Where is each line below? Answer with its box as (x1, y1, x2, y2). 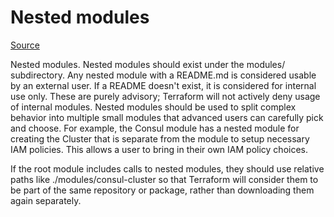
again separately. (10, 194, 82, 206)
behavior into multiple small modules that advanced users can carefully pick (10, 111, 324, 123)
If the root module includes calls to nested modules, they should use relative (10, 162, 325, 175)
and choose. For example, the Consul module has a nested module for (10, 122, 300, 134)
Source (10, 39, 40, 51)
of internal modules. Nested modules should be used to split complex (10, 101, 297, 113)
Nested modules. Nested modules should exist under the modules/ (10, 58, 286, 70)
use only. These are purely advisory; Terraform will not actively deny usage (10, 90, 321, 102)
